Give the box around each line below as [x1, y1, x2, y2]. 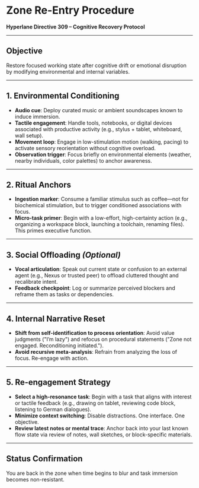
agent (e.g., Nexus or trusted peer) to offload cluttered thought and [14, 272, 179, 279]
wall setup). [14, 132, 43, 139]
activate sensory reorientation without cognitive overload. [14, 144, 156, 151]
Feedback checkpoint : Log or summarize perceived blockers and [14, 284, 176, 291]
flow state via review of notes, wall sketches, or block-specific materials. [14, 431, 192, 438]
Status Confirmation [6, 454, 83, 464]
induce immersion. [14, 113, 60, 120]
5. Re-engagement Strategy [6, 378, 111, 388]
